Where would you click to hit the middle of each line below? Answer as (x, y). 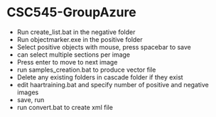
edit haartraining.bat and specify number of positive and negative (113, 84)
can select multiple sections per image (74, 55)
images (28, 92)
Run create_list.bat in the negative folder (76, 32)
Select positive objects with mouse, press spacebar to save (104, 47)
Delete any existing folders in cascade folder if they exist (100, 77)
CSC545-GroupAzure (71, 12)
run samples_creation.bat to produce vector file (86, 69)
